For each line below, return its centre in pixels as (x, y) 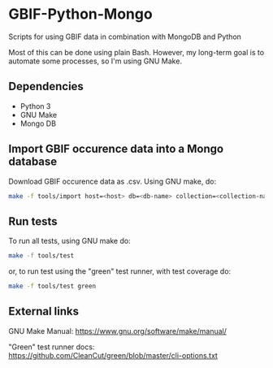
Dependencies (46, 87)
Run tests (33, 221)
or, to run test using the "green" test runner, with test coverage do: (120, 271)
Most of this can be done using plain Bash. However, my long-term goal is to (136, 52)
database (33, 162)
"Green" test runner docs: (52, 347)
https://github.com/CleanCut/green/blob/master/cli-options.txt (113, 355)
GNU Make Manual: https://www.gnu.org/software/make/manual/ (118, 331)
